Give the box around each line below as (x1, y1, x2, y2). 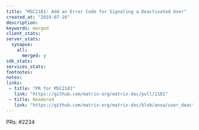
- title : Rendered (8, 96, 54, 102)
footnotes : (6, 69, 33, 75)
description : (6, 19, 38, 25)
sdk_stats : (6, 58, 33, 64)
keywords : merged (6, 25, 49, 31)
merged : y (21, 53, 46, 58)
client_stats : (6, 31, 41, 37)
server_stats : (6, 36, 41, 42)
